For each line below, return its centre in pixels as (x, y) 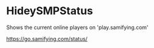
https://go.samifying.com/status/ (47, 39)
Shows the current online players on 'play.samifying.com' (77, 27)
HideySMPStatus (50, 11)
